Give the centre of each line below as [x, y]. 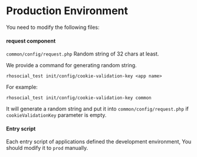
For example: [22, 87]
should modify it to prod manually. [47, 148]
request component [31, 41]
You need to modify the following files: [53, 27]
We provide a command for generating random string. [71, 66]
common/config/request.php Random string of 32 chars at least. [83, 54]
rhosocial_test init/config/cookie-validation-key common [79, 98]
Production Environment [67, 11]
